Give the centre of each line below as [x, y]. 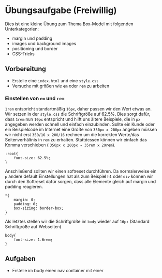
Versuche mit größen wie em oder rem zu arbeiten [61, 86]
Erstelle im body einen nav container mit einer [58, 270]
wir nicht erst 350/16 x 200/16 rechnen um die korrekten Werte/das [72, 135]
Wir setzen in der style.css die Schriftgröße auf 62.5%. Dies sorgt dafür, [78, 114]
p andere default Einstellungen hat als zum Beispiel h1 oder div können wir [79, 176]
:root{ [12, 154]
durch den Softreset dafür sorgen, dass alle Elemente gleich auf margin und [81, 182]
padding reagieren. [24, 187]
